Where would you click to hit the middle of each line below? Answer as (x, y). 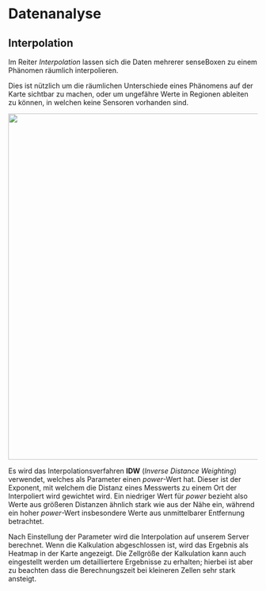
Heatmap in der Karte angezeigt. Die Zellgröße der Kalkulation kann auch (127, 553)
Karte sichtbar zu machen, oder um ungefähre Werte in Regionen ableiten (128, 94)
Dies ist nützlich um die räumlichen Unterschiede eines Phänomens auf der (131, 85)
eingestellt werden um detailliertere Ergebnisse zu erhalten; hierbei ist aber (131, 562)
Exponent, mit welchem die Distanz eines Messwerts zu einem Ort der (123, 488)
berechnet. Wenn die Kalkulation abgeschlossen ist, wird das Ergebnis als (129, 545)
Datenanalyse (55, 14)
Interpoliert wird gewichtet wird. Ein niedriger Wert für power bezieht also (128, 496)
